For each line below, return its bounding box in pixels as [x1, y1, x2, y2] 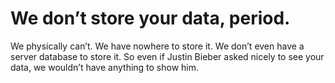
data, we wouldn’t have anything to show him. [10, 61, 200, 73]
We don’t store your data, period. [10, 7, 291, 30]
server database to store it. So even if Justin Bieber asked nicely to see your [10, 50, 325, 62]
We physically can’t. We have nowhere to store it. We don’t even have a [10, 40, 305, 52]
